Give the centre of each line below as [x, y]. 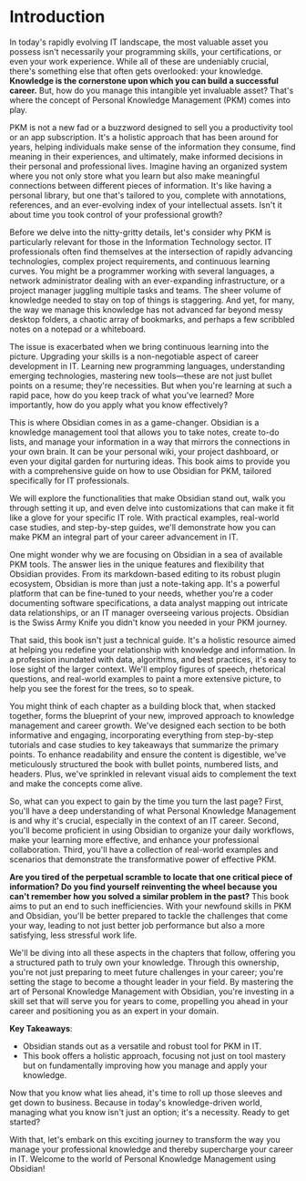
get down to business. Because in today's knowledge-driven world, [136, 1102]
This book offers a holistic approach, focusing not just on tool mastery [154, 1055]
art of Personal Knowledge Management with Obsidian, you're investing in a [152, 991]
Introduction [57, 17]
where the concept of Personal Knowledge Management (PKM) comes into [150, 100]
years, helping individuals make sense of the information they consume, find [153, 147]
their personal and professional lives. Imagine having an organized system [148, 166]
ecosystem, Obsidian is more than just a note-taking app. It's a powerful [145, 583]
